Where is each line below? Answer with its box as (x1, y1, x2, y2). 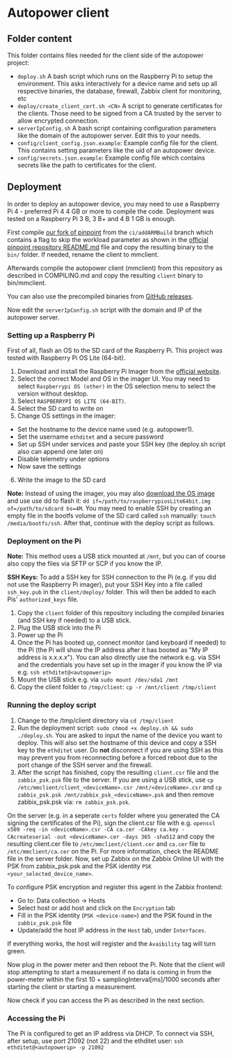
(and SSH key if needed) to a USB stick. (17, 616, 131, 625)
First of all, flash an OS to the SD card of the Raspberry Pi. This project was (7, 347, 223, 355)
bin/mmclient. (7, 278, 47, 287)
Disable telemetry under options (17, 455, 110, 463)
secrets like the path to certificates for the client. (17, 161, 156, 169)
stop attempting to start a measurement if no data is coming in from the (7, 967, 212, 976)
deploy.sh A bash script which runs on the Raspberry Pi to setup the (17, 72, 214, 80)
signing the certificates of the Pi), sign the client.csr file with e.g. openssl (7, 818, 216, 827)
